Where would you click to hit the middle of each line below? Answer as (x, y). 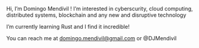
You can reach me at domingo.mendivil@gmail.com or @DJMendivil (92, 38)
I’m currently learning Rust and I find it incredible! (68, 27)
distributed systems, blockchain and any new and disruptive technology (96, 15)
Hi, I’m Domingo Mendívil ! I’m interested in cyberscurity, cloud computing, (100, 9)
